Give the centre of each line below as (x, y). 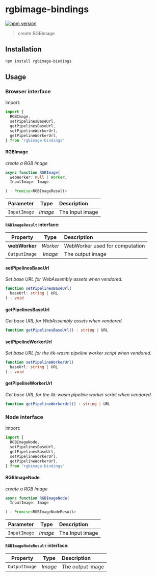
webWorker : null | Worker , (38, 177)
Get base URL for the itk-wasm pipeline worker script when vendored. (79, 395)
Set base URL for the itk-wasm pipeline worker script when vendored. (78, 353)
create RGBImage (36, 33)
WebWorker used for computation (104, 246)
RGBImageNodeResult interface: (37, 545)
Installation (23, 49)
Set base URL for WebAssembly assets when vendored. (64, 279)
